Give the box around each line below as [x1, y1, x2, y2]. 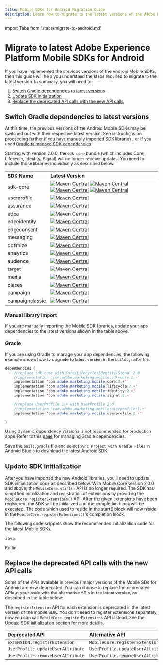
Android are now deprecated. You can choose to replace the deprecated [5, 585, 150, 591]
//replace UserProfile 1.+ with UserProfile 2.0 [14, 402, 114, 407]
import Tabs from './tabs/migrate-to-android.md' [5, 25, 102, 31]
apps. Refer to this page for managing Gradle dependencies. [5, 433, 126, 439]
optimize [7, 242, 28, 249]
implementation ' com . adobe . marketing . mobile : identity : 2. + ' [14, 389, 136, 394]
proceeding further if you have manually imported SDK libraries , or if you [5, 136, 152, 142]
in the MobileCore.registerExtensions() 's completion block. [5, 511, 125, 517]
